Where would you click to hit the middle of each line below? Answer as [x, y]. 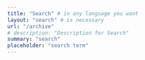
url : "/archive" [31, 26]
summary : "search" [34, 39]
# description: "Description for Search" [68, 33]
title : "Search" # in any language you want [73, 13]
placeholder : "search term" [48, 46]
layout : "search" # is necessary [56, 20]
